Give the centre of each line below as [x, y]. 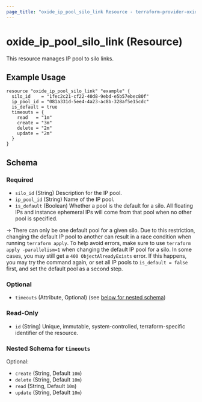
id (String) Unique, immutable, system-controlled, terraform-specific [100, 326]
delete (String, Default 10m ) [48, 379]
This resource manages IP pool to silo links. [60, 59]
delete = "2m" [35, 128]
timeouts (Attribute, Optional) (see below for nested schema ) [90, 298]
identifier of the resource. [47, 333]
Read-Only [23, 313]
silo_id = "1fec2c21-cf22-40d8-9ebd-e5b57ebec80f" [80, 97]
